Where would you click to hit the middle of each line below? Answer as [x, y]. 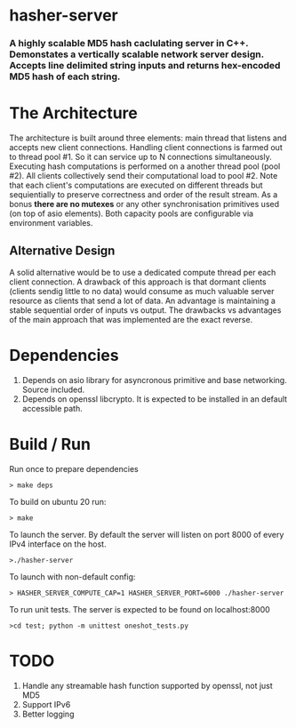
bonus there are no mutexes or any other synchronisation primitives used [144, 204]
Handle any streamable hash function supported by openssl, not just [147, 685]
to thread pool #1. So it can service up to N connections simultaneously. [141, 157]
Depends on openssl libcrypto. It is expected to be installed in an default [154, 399]
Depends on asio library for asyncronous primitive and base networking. [154, 380]
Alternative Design [62, 251]
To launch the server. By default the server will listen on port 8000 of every [147, 534]
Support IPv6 [46, 704]
